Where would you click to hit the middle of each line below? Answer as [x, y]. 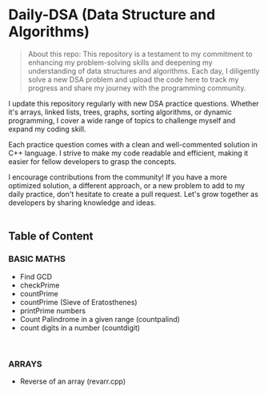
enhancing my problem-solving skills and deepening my [120, 62]
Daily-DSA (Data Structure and [112, 15]
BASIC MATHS [37, 259]
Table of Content [51, 237]
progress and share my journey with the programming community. [137, 88]
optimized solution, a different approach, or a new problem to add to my [127, 185]
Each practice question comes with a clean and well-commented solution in [133, 144]
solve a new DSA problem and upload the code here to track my [133, 79]
